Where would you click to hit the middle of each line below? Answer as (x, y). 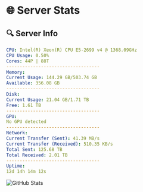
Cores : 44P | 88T (28, 61)
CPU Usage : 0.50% (28, 55)
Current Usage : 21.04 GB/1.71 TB (48, 100)
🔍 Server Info (32, 33)
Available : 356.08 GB (33, 83)
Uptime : (16, 166)
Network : (17, 133)
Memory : (16, 72)
